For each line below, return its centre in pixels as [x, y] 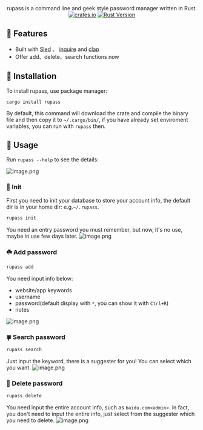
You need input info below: [40, 278]
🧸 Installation [32, 76]
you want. [19, 368]
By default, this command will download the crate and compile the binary [98, 113]
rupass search [24, 350]
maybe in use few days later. [42, 236]
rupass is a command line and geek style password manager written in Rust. [102, 8]
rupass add [20, 267]
